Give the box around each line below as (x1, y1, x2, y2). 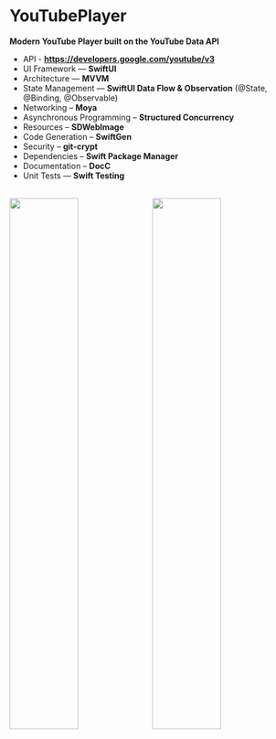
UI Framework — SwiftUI (22, 63, 117, 74)
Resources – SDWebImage (22, 121, 125, 133)
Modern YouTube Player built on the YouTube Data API (9, 36, 219, 47)
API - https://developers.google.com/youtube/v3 (22, 53, 215, 64)
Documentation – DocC (22, 160, 111, 171)
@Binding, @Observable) (22, 92, 119, 103)
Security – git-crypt (22, 141, 99, 152)
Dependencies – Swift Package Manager (22, 150, 179, 161)
